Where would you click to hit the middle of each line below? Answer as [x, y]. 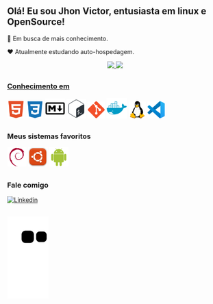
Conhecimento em [38, 86]
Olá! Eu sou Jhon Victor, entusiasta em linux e [107, 11]
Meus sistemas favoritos [49, 136]
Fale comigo [28, 185]
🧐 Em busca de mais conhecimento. [58, 38]
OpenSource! [36, 22]
